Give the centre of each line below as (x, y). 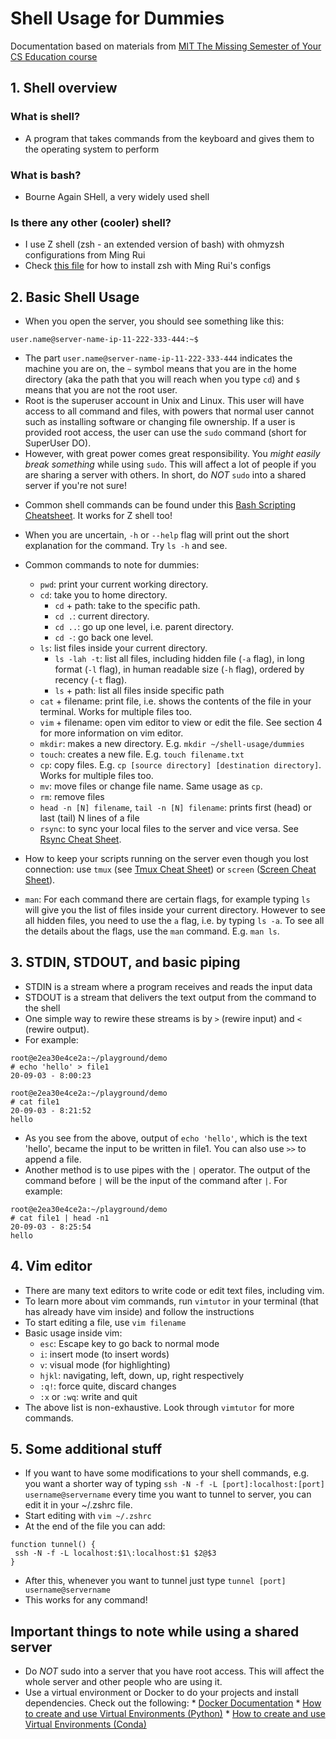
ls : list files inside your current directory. (123, 648)
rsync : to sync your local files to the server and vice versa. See (169, 829)
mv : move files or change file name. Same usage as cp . (151, 786)
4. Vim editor (51, 1266)
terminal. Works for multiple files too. (116, 712)
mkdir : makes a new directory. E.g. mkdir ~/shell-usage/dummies (172, 744)
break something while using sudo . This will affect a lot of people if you (170, 464)
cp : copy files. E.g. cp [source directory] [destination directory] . (180, 765)
